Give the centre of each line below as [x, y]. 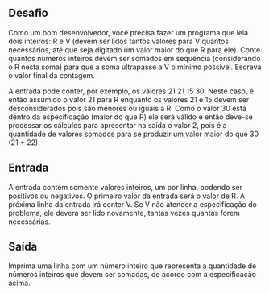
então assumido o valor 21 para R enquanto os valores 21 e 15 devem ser [129, 99]
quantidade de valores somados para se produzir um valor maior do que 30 [134, 134]
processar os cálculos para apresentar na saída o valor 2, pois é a [118, 125]
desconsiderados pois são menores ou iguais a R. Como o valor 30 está [128, 108]
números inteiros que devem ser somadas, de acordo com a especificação [132, 275]
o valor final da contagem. [52, 75]
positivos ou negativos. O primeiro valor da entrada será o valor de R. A [127, 196]
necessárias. [29, 222]
